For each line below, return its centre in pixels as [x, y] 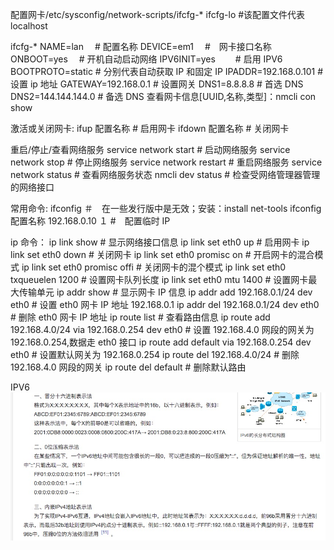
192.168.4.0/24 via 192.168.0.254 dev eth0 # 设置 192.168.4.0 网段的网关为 [162, 329]
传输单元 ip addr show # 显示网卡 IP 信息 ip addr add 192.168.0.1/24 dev [165, 292]
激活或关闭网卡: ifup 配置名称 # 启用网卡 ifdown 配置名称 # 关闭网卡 [150, 128]
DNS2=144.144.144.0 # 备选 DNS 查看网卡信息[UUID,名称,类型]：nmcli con [163, 96]
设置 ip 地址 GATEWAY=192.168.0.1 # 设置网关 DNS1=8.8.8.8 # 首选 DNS [157, 84]
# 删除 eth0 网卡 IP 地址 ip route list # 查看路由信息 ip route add [140, 317]
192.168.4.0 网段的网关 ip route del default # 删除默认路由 [128, 367]
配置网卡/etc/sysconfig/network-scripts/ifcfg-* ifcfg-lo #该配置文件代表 [158, 14]
